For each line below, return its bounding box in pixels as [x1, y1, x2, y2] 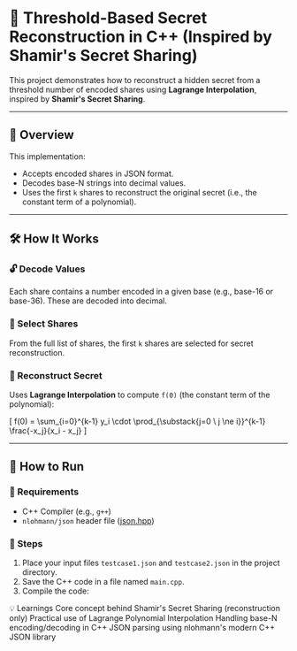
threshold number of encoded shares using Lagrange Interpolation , [9, 84, 257, 95]
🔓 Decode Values [9, 263, 86, 275]
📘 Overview [9, 127, 74, 142]
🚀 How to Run [9, 459, 85, 474]
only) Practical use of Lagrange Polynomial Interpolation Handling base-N [9, 613, 278, 624]
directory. [21, 567, 57, 578]
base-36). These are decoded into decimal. [9, 295, 168, 306]
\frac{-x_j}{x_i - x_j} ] [9, 425, 88, 436]
